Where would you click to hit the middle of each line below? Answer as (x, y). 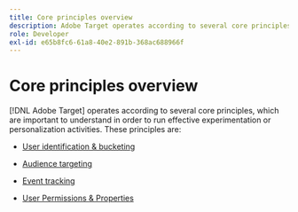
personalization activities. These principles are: (95, 130)
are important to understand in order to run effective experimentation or (140, 120)
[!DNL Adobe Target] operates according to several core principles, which (144, 111)
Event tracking (48, 181)
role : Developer (39, 34)
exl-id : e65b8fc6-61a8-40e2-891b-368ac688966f (97, 42)
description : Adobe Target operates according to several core (129, 26)
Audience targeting (57, 164)
